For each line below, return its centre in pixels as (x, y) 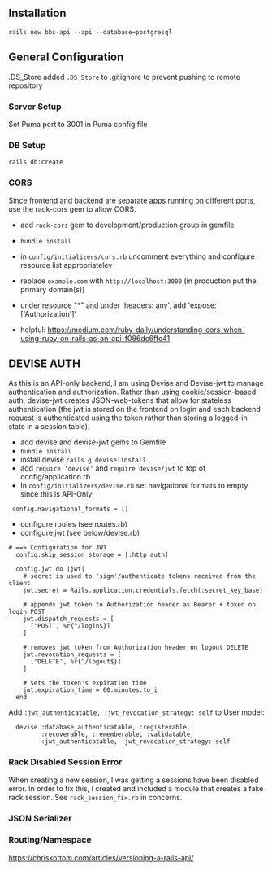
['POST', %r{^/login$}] (70, 626)
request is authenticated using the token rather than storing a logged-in (128, 418)
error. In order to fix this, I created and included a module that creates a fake (136, 788)
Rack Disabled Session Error (65, 762)
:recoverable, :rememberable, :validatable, (118, 735)
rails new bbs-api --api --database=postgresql (91, 32)
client (19, 584)
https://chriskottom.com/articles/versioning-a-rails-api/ (101, 857)
